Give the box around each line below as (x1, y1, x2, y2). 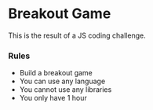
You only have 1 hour (19, 93, 88, 103)
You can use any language (19, 76, 106, 86)
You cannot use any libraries (19, 85, 112, 94)
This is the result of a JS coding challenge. (8, 31, 147, 40)
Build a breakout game (19, 68, 93, 78)
